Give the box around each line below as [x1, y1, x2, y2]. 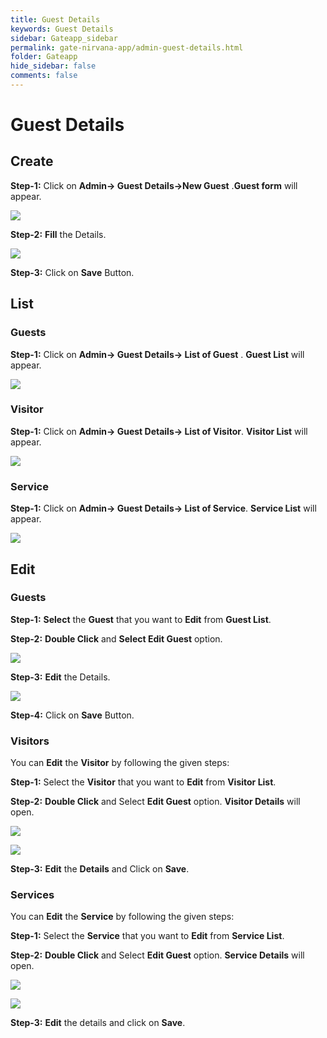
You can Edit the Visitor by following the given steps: [10, 757, 230, 769]
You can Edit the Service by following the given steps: [10, 911, 235, 923]
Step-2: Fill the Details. [10, 228, 107, 240]
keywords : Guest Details [10, 24, 114, 34]
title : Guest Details [10, 14, 101, 25]
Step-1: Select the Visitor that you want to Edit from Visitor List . [10, 776, 277, 788]
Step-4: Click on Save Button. [10, 709, 135, 721]
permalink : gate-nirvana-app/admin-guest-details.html [10, 42, 244, 53]
